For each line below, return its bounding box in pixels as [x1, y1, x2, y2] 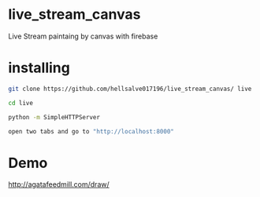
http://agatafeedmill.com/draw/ [8, 180, 110, 189]
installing [8, 59, 71, 77]
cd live [8, 99, 34, 107]
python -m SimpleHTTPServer [8, 113, 101, 121]
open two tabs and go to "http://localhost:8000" [8, 127, 175, 135]
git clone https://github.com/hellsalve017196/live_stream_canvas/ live [8, 85, 252, 93]
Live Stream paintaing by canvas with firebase [8, 31, 158, 41]
